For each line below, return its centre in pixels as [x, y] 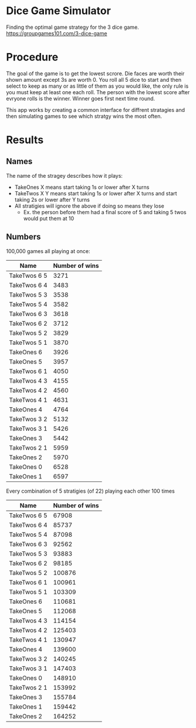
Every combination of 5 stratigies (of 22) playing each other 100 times [90, 491]
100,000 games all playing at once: [48, 251]
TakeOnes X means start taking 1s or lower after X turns [82, 187]
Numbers [23, 237]
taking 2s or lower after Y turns [52, 200]
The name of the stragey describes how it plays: [65, 175]
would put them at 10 [49, 218]
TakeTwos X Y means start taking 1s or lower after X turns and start [96, 193]
